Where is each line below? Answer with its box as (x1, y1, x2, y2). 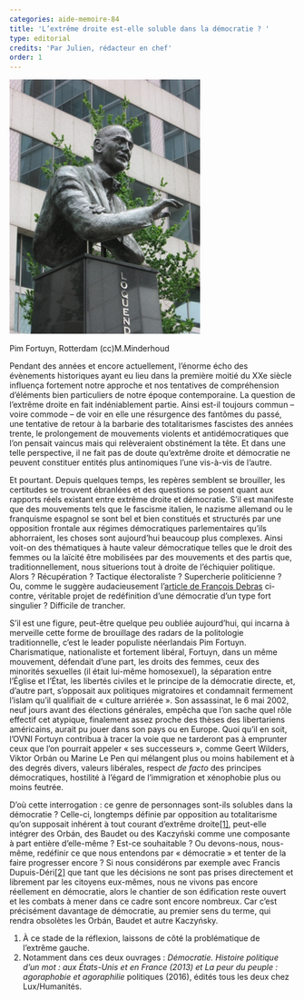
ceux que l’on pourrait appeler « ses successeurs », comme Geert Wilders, (9, 743, 289, 754)
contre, (9, 590, 36, 601)
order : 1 (9, 53, 43, 63)
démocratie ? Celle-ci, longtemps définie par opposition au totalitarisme (9, 809, 278, 820)
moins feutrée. (9, 782, 64, 793)
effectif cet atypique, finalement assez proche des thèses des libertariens (9, 714, 286, 726)
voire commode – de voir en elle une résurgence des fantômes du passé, (9, 409, 282, 420)
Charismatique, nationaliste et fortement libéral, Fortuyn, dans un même (9, 647, 279, 658)
